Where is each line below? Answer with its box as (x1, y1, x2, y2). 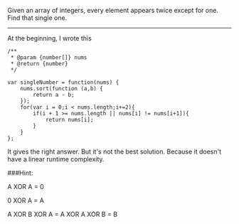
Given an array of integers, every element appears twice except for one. (7, 6, 219, 14)
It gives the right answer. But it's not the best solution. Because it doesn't (7, 147, 222, 156)
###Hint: (7, 169, 33, 177)
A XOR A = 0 (7, 183, 44, 191)
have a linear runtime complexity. (7, 155, 105, 163)
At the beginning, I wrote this (7, 34, 92, 42)
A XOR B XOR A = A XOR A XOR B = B (7, 210, 118, 218)
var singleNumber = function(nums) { (7, 79, 119, 86)
